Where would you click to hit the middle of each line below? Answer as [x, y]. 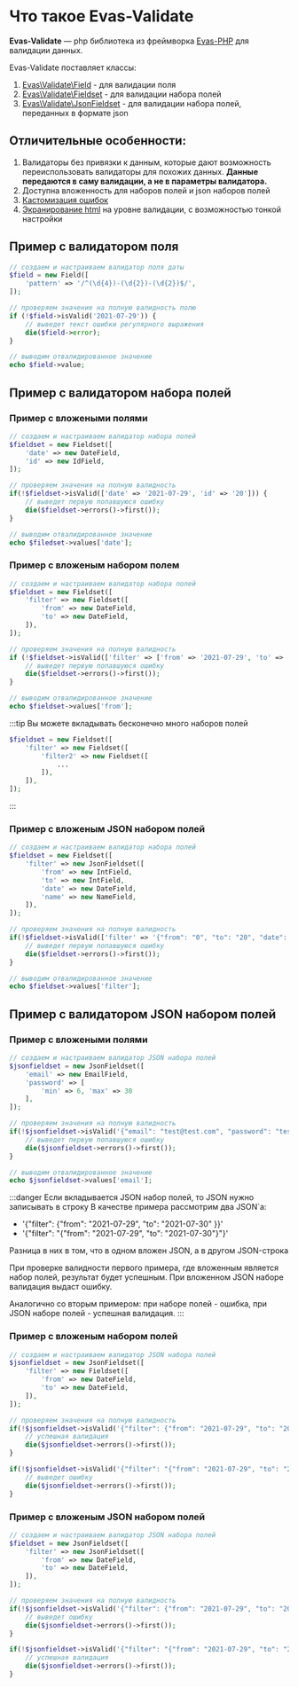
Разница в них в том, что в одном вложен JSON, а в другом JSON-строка [149, 1251]
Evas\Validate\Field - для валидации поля [99, 84]
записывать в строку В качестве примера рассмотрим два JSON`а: [138, 1207]
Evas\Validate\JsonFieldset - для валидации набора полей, [132, 103]
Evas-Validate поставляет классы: [73, 67]
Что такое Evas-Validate [102, 16]
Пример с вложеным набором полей [94, 1337]
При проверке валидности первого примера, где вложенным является [144, 1268]
